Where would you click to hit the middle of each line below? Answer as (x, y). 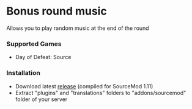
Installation (24, 73)
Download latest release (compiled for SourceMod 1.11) (84, 86)
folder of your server (41, 99)
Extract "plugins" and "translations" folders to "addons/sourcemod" (101, 93)
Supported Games (34, 44)
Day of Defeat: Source (43, 57)
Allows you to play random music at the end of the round (78, 28)
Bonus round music (57, 11)
